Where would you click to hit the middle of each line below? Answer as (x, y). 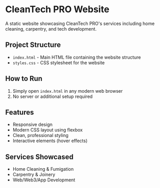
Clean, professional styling (40, 136)
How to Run (24, 79)
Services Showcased (39, 157)
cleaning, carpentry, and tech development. (51, 29)
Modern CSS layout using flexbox (47, 130)
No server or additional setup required (53, 96)
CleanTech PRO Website (57, 9)
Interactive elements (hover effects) (50, 141)
